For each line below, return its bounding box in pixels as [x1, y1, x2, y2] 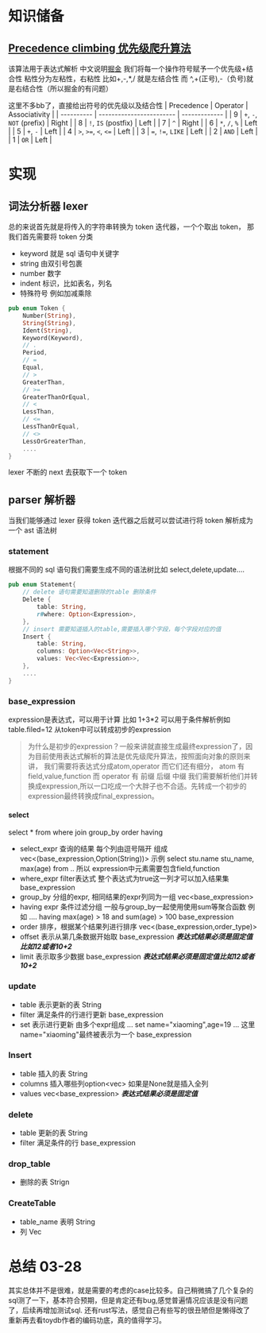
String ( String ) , [22, 319, 77, 327]
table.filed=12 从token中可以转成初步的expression [8, 725, 172, 734]
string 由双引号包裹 [19, 259, 83, 268]
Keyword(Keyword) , [22, 334, 83, 342]
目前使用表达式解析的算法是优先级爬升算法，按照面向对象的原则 [34, 752, 244, 761]
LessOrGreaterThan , [22, 437, 87, 445]
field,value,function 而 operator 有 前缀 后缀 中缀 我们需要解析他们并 [27, 772, 252, 781]
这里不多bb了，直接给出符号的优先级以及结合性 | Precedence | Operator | [8, 101, 249, 110]
